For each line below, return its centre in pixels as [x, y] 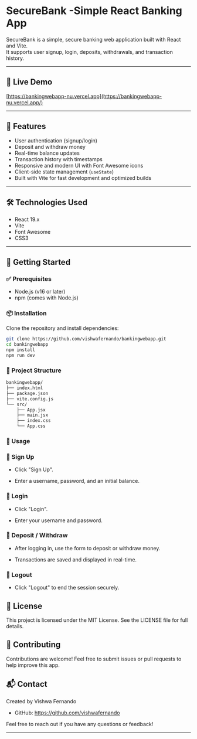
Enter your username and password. [58, 520]
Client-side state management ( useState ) [64, 172]
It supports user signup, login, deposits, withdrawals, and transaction [89, 52]
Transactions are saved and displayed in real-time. [75, 559]
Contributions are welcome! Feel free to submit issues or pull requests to [94, 659]
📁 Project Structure [34, 370]
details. [15, 626]
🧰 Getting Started [38, 262]
